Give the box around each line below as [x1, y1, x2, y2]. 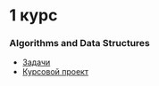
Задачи [21, 57, 51, 67]
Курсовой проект [21, 66, 89, 77]
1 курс [9, 5, 58, 26]
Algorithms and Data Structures [9, 37, 150, 50]
